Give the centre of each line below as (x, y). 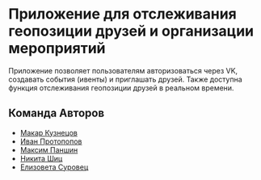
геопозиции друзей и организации (131, 31)
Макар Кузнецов (49, 132)
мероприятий (57, 48)
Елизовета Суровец (54, 167)
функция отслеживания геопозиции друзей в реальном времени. (121, 88)
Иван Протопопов (51, 141)
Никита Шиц (41, 158)
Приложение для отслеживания (122, 14)
